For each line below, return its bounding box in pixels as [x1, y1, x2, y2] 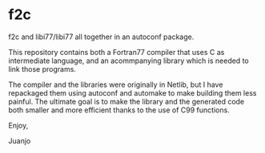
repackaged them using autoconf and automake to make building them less [8, 88, 257, 97]
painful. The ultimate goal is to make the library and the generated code [8, 96, 245, 106]
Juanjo [8, 135, 31, 145]
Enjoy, [8, 120, 29, 130]
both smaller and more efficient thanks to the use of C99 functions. [8, 105, 230, 115]
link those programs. [8, 64, 76, 73]
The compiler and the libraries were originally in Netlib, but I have [8, 80, 223, 89]
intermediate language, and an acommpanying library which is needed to [8, 56, 250, 65]
